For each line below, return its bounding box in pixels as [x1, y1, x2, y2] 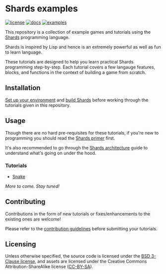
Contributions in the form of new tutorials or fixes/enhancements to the [5, 210, 151, 216]
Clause [5, 259, 20, 265]
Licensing [5, 240, 36, 249]
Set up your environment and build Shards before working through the [5, 97, 149, 103]
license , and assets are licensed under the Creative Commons [20, 259, 147, 265]
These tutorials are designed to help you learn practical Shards [5, 59, 134, 65]
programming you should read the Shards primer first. [5, 135, 115, 141]
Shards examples [5, 3, 78, 14]
